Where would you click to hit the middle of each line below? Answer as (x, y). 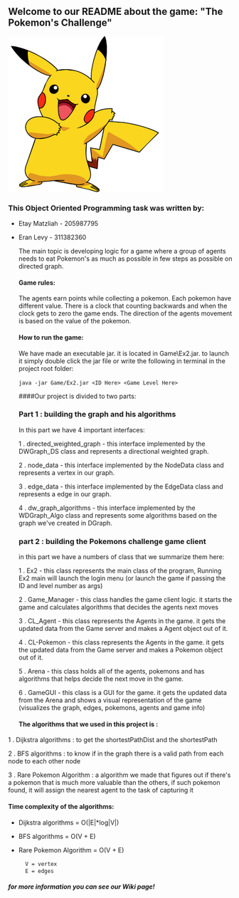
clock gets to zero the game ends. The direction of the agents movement (125, 313)
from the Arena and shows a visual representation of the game (110, 700)
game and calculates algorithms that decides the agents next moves (118, 607)
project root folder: (46, 368)
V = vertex (41, 864)
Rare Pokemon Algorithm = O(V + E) (71, 850)
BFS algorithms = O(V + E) (57, 836)
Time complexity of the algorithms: (61, 806)
